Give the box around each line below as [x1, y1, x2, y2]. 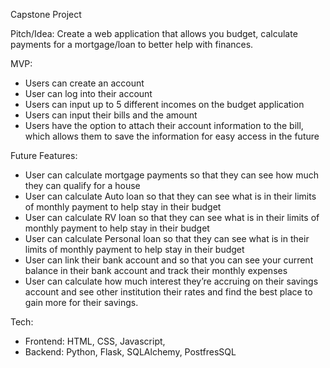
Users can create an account [24, 77, 145, 89]
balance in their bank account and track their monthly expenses [24, 265, 288, 276]
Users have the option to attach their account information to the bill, [24, 120, 304, 131]
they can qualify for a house [24, 180, 141, 191]
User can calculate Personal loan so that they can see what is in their [24, 233, 310, 244]
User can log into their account [24, 88, 153, 99]
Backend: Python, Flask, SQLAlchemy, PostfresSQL [24, 346, 237, 358]
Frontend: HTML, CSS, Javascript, [24, 335, 166, 347]
